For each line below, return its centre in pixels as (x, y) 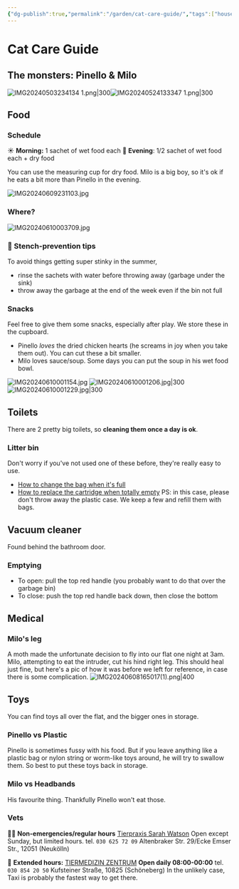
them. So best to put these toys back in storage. (78, 766)
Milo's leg (25, 638)
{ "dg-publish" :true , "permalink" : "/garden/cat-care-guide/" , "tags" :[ (111, 14)
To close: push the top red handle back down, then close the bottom (118, 596)
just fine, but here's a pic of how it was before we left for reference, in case (117, 670)
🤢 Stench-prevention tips (52, 246)
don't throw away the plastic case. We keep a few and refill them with (119, 500)
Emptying (25, 566)
